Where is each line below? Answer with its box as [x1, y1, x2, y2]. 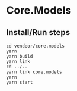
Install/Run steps [6, 27, 70, 37]
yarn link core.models [6, 69, 62, 75]
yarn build [6, 54, 33, 59]
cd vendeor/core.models [6, 43, 65, 49]
